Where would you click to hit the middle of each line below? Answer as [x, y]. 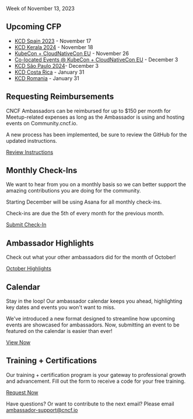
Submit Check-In [26, 225]
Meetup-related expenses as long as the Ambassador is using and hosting [95, 117]
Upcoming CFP [34, 27]
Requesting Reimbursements [60, 97]
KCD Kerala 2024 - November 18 [54, 47]
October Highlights [29, 269]
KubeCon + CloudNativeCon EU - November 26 [72, 53]
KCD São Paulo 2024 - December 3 [57, 66]
